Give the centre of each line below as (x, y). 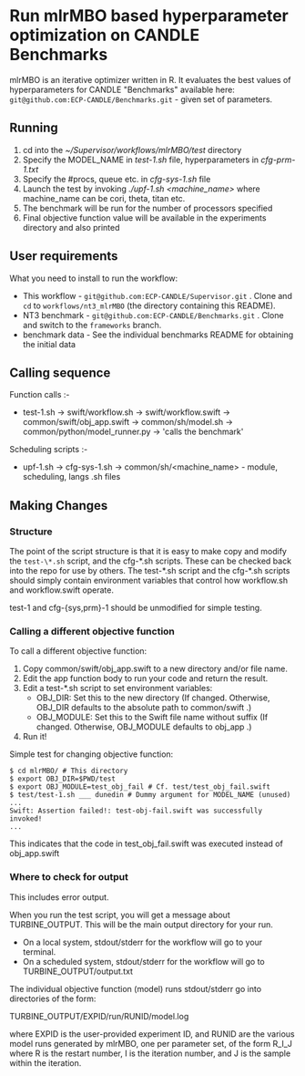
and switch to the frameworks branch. (92, 325)
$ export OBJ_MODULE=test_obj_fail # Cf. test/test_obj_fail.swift (140, 787)
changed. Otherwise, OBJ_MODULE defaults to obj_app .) (144, 727)
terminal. (39, 952)
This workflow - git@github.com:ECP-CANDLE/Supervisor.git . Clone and (158, 295)
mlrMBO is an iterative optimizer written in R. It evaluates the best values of (150, 79)
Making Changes (59, 506)
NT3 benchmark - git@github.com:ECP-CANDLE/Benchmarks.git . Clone (153, 315)
